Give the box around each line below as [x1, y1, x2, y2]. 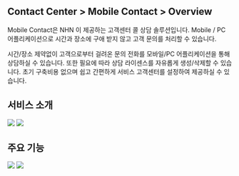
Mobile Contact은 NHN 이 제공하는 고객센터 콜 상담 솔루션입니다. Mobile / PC [7, 25, 226, 34]
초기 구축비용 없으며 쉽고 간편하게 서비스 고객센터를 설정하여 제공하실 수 [22, 67, 223, 76]
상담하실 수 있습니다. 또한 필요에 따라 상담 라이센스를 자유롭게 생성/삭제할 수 [7, 58, 219, 67]
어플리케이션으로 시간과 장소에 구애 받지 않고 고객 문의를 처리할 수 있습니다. [7, 34, 217, 43]
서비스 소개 [7, 99, 54, 111]
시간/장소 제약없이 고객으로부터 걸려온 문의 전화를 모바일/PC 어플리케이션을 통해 [7, 49, 230, 58]
